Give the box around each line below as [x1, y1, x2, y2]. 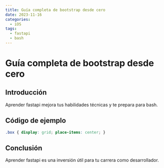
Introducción [5, 88, 47, 97]
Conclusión [5, 144, 43, 152]
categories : [5, 17, 30, 22]
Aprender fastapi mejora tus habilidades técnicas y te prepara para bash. [5, 102, 158, 108]
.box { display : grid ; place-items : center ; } [5, 130, 106, 135]
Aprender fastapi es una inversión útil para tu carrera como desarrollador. [5, 157, 159, 163]
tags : [5, 26, 17, 31]
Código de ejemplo [5, 116, 66, 125]
